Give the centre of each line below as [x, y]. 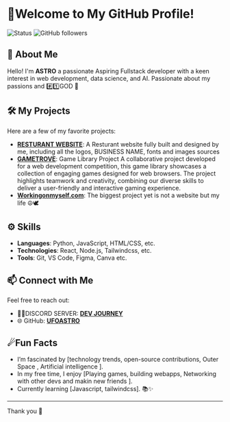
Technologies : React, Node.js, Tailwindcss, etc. [84, 251]
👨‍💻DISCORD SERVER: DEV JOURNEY [70, 314]
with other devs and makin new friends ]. [75, 381]
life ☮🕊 [28, 203]
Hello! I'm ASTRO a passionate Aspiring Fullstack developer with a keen [108, 71]
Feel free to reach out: [38, 300]
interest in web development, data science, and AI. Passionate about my [109, 78]
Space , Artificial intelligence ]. [60, 367]
